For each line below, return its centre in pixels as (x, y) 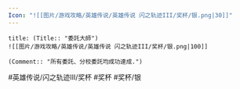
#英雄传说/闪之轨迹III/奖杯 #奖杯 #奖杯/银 (75, 77)
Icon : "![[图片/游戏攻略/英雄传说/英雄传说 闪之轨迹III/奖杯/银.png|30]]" (120, 15)
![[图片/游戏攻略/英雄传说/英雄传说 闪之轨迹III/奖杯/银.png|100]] (108, 46)
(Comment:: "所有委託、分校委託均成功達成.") (75, 62)
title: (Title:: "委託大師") (53, 38)
